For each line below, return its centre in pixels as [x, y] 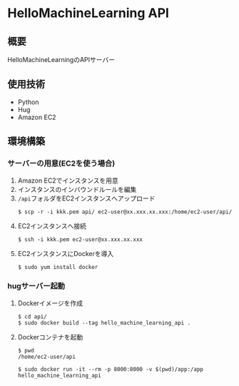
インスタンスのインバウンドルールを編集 [77, 189]
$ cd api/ [32, 316]
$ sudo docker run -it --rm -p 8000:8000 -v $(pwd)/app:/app [111, 369]
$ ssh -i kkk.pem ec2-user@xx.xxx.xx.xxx [80, 239]
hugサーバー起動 [36, 286]
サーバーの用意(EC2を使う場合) [61, 163]
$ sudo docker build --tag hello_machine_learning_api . [104, 322]
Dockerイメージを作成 [50, 303]
